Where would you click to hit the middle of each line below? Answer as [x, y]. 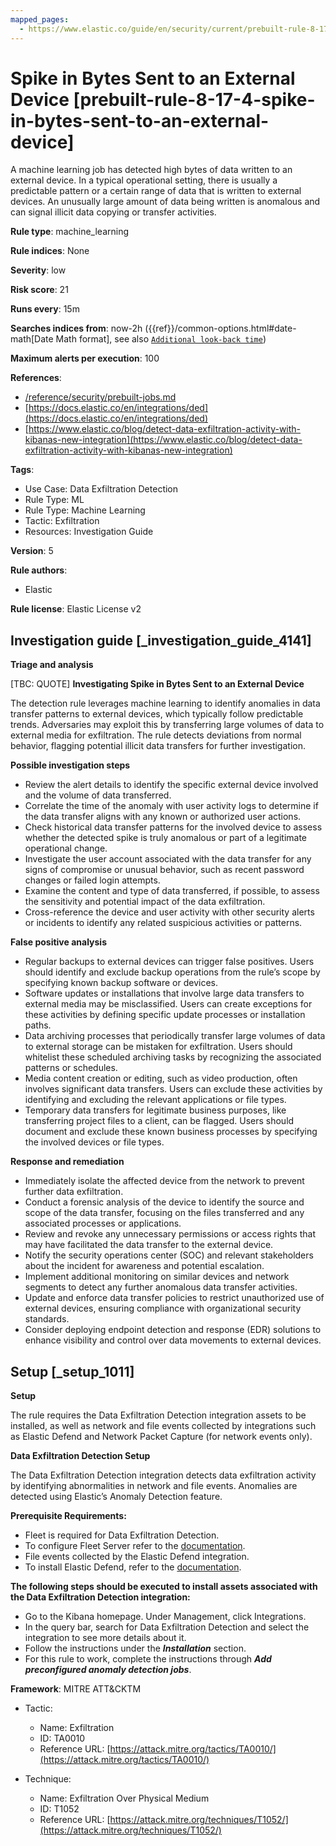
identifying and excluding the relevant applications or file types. [155, 1100]
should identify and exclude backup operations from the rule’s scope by [172, 972]
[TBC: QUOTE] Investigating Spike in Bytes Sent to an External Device [157, 684]
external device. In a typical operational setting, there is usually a [144, 180]
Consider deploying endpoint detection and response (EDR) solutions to [173, 1330]
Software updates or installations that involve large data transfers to [164, 993]
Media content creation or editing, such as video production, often [161, 1078]
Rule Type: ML [54, 500]
